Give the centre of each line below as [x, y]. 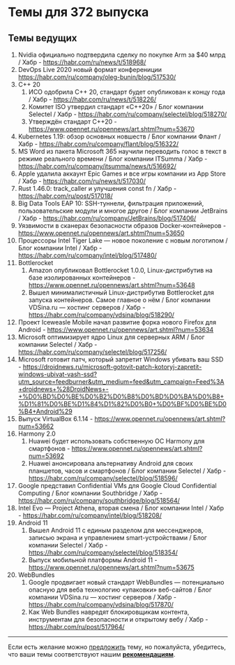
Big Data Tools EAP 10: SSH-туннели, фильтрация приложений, [111, 203]
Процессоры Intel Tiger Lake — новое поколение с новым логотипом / [123, 241]
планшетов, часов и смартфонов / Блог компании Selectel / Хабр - [127, 471]
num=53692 [46, 456]
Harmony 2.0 [37, 434]
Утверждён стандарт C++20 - [73, 122]
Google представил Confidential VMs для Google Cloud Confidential [117, 486]
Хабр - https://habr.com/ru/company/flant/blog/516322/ [98, 144]
